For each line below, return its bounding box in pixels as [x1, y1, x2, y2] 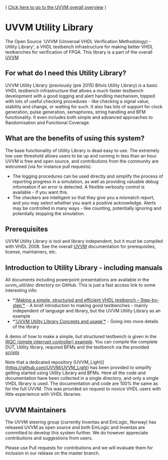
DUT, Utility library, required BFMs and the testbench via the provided [5, 344, 149, 350]
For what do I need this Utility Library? [5, 69, 126, 77]
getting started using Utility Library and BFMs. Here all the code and [5, 370, 146, 376]
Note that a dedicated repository [5, 359, 73, 365]
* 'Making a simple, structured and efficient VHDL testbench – [12, 297, 139, 303]
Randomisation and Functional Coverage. [5, 119, 90, 125]
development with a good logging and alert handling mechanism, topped [5, 93, 155, 99]
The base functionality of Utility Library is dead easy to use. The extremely [5, 147, 159, 154]
